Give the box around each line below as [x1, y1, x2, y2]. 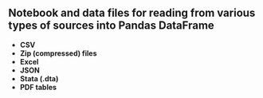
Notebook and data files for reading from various [8, 6, 256, 20]
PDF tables [19, 82, 57, 92]
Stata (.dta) [19, 73, 59, 83]
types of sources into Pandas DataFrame [8, 19, 215, 33]
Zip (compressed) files [19, 48, 97, 58]
